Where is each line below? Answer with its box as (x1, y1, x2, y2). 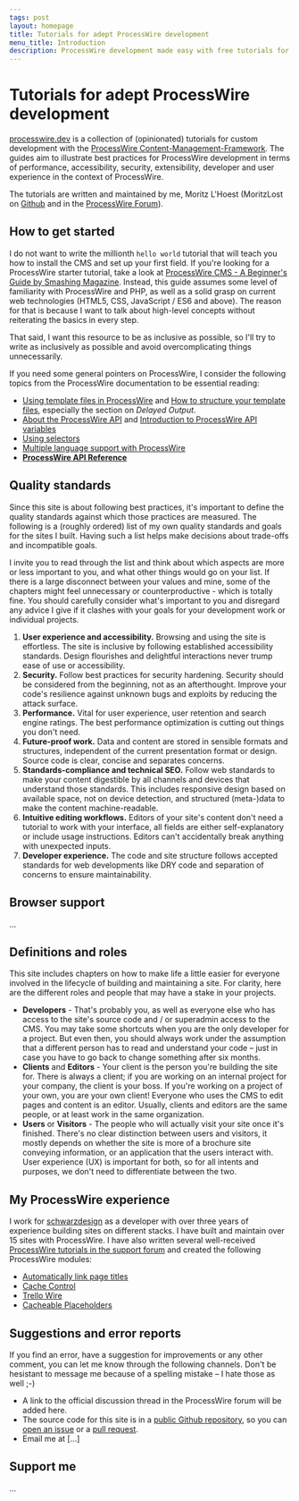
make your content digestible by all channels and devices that (21, 774, 250, 784)
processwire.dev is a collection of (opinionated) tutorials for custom (9, 133, 259, 144)
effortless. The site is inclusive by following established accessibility (21, 640, 274, 651)
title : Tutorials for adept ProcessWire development (9, 30, 210, 38)
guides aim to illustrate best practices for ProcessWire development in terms (9, 153, 291, 164)
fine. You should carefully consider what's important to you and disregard (9, 595, 280, 606)
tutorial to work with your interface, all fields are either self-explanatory (21, 821, 284, 832)
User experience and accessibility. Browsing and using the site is (21, 632, 266, 642)
